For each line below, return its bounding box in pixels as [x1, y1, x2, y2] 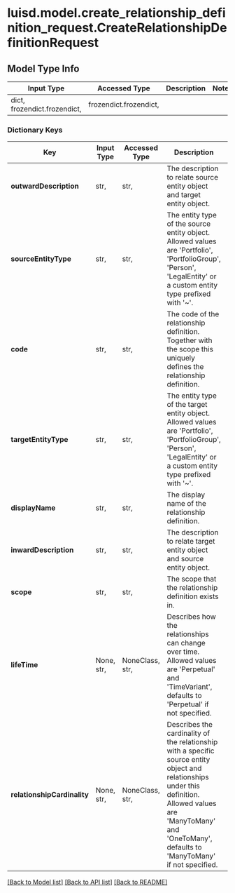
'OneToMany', [166, 833, 213, 843]
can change [166, 638, 206, 648]
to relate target [166, 537, 215, 546]
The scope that [166, 574, 217, 584]
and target [166, 190, 201, 200]
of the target [166, 400, 208, 410]
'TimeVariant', [166, 682, 213, 692]
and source [166, 554, 204, 564]
